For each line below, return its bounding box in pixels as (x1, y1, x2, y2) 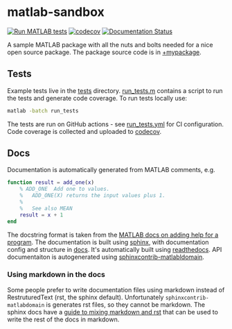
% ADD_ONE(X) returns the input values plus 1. (19, 192, 166, 199)
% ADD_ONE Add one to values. (19, 185, 110, 193)
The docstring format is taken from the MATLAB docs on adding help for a (7, 230, 219, 239)
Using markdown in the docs (7, 270, 105, 280)
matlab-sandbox (7, 4, 105, 20)
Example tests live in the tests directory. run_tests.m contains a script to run (7, 86, 223, 94)
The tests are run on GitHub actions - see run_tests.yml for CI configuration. (7, 119, 224, 128)
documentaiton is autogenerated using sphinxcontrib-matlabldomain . (7, 253, 204, 261)
